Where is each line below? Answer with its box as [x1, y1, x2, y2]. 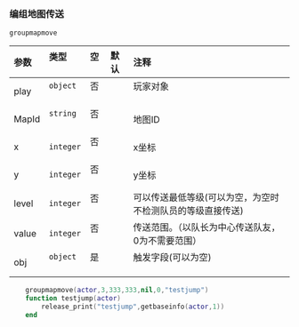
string [48, 108, 77, 119]
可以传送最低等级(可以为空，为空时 [133, 191, 280, 203]
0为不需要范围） [133, 235, 202, 247]
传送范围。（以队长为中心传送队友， [133, 221, 280, 234]
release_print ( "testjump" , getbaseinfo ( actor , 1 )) [41, 302, 225, 312]
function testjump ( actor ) [25, 294, 122, 303]
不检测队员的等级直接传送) [133, 204, 245, 217]
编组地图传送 [9, 7, 65, 20]
